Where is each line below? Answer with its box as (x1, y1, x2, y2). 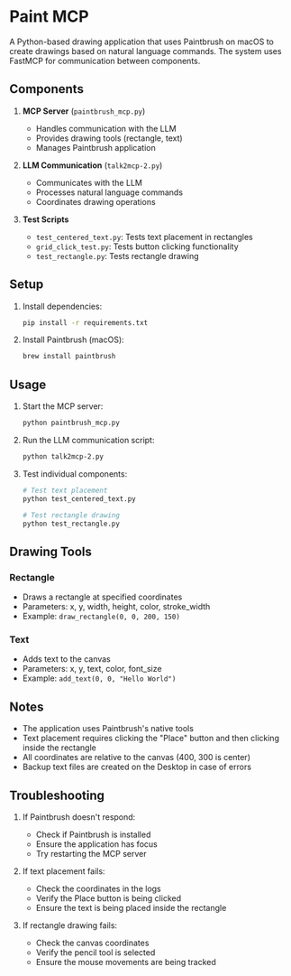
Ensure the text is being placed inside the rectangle (35, 902, 227, 913)
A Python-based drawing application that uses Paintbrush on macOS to (9, 36, 275, 47)
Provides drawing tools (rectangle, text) (35, 133, 183, 144)
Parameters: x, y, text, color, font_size (22, 664, 162, 674)
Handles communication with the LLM (35, 123, 177, 134)
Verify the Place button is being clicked (35, 892, 182, 904)
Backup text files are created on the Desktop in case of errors (22, 761, 252, 773)
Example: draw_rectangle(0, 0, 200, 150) (22, 611, 180, 622)
